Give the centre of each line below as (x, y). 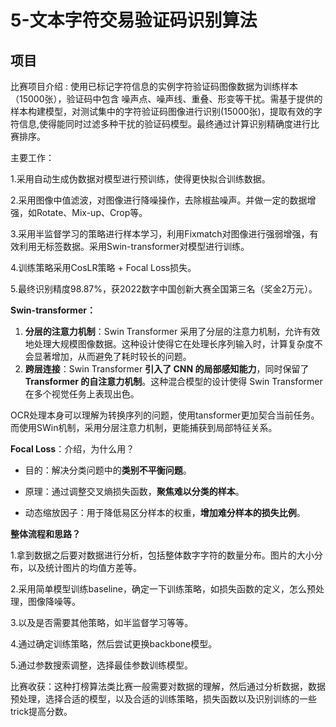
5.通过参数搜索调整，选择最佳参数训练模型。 (101, 665)
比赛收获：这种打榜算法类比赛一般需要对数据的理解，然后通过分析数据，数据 (168, 686)
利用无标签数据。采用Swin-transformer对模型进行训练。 (134, 246)
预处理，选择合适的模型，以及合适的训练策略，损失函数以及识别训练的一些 (163, 699)
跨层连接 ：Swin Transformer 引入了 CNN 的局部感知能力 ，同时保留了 (167, 369)
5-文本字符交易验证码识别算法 (134, 20)
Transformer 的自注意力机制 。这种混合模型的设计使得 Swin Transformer (173, 381)
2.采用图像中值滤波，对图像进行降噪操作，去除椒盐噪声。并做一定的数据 (159, 200)
